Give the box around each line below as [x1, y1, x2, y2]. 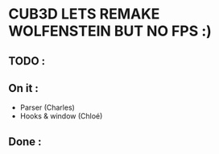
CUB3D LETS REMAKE [8, 5, 160, 23]
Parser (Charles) [19, 102, 75, 113]
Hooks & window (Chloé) [19, 111, 103, 121]
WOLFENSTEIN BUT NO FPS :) [8, 22, 212, 40]
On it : [8, 81, 39, 95]
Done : [8, 135, 42, 148]
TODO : [8, 54, 46, 68]
